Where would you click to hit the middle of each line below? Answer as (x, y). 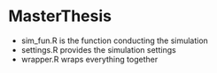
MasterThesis (60, 16)
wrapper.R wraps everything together (89, 59)
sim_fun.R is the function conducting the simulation (115, 40)
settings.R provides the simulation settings (98, 49)
